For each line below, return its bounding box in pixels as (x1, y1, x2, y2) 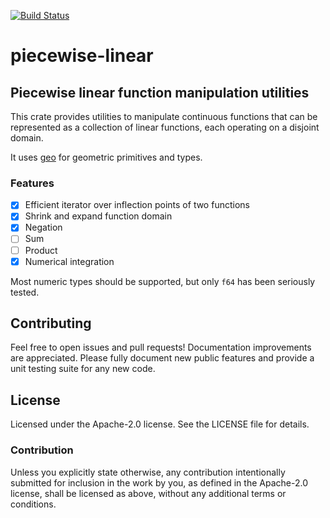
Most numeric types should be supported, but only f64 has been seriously (10, 275, 316, 287)
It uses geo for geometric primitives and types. (10, 151, 203, 163)
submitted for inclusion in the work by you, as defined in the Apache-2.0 (10, 476, 308, 489)
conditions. (10, 498, 57, 510)
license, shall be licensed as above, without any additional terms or (10, 487, 287, 499)
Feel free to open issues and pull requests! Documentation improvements (10, 341, 312, 354)
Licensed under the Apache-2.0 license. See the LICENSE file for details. (10, 418, 310, 430)
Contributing (10, 315, 92, 332)
